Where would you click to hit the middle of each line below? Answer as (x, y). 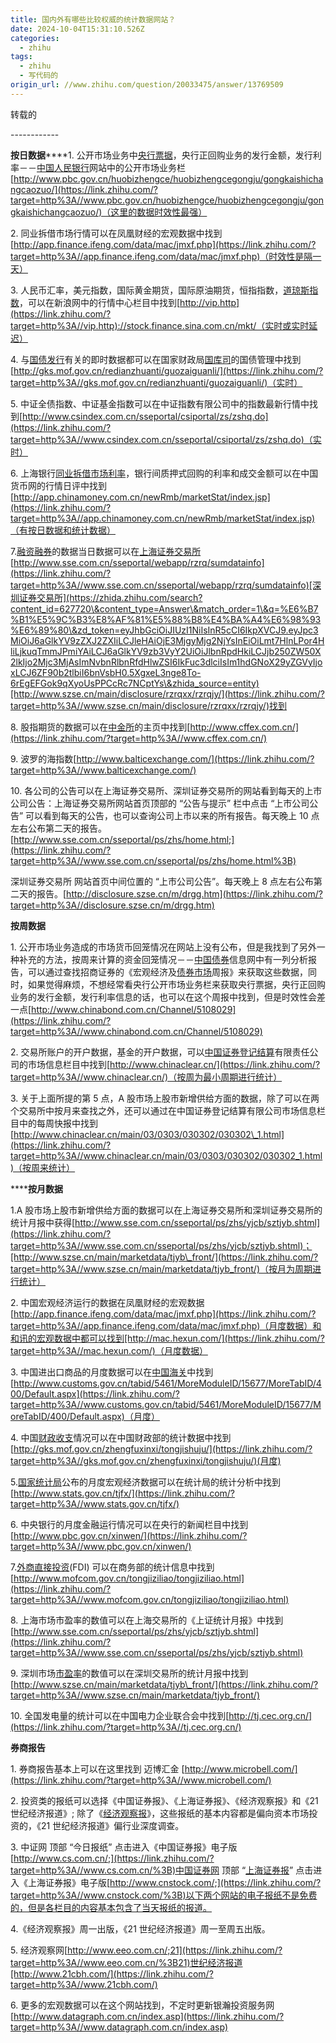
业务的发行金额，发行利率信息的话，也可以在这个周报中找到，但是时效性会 (163, 997)
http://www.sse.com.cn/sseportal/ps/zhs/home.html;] (124, 839)
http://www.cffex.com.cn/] (244, 727)
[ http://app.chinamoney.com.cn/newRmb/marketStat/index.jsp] (140, 497)
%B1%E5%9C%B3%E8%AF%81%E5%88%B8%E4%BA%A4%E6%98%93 (166, 619)
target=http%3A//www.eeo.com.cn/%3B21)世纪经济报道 (126, 1962)
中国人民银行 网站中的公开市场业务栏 (111, 167)
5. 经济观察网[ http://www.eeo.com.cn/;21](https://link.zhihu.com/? (146, 1950)
